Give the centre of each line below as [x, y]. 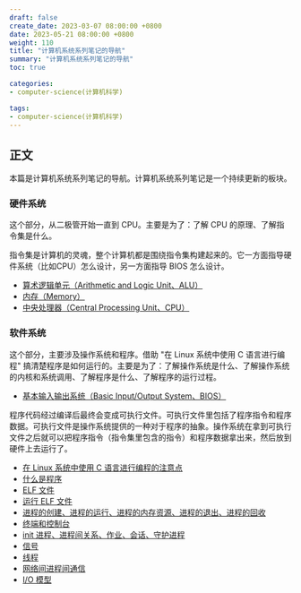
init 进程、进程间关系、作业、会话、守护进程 [103, 535]
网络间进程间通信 [54, 568]
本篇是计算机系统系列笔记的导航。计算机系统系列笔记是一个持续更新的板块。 [150, 178]
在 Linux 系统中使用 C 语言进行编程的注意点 [103, 468]
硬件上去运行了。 [41, 448]
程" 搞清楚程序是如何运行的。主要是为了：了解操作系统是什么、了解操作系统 [150, 365]
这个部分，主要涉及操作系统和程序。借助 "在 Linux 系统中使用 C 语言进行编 [147, 354]
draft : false [34, 17]
